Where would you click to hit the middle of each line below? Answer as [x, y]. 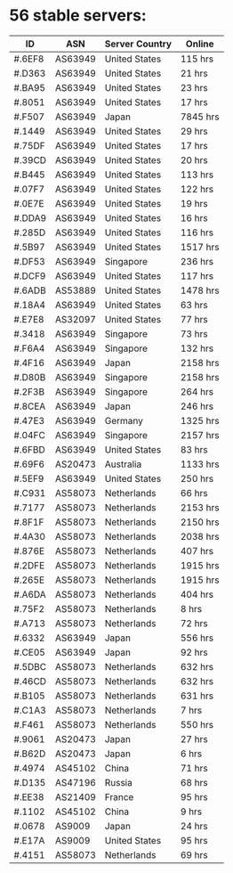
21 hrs [194, 73]
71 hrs [194, 768]
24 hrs [194, 826]
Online [200, 44]
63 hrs [194, 305]
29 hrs [194, 131]
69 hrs [194, 854]
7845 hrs [200, 117]
